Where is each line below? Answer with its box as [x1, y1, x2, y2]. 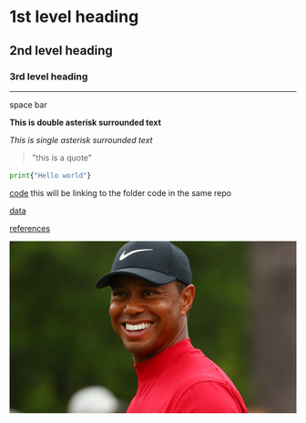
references [9, 222, 51, 233]
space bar [9, 98, 47, 110]
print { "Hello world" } [9, 170, 92, 180]
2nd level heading [9, 43, 113, 58]
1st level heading [9, 6, 139, 27]
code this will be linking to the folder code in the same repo [9, 187, 232, 198]
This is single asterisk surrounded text [9, 134, 153, 145]
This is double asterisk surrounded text [9, 117, 162, 128]
